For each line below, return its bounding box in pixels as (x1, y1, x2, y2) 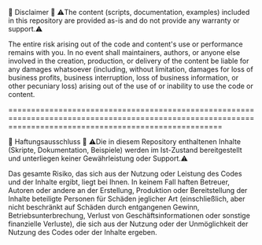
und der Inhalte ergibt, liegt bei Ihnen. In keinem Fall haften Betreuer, (8, 177, 231, 187)
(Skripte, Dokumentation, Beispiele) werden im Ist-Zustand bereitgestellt (8, 146, 242, 154)
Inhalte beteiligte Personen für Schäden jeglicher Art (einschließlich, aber (8, 194, 245, 203)
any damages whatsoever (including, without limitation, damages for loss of (8, 65, 253, 74)
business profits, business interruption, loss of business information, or (8, 73, 238, 82)
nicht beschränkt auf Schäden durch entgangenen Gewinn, (8, 202, 200, 212)
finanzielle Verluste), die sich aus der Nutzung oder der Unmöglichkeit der (8, 219, 249, 228)
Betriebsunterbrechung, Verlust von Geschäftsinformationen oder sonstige (8, 211, 250, 220)
